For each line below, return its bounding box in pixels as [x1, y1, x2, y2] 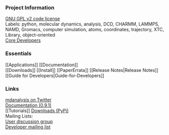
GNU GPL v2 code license [5, 16, 60, 22]
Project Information [5, 4, 55, 11]
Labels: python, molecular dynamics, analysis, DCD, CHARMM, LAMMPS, [5, 21, 160, 27]
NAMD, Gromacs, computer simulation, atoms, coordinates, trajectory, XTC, [5, 26, 164, 33]
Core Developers [5, 37, 41, 43]
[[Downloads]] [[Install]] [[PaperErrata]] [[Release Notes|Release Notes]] [5, 67, 159, 73]
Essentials [5, 50, 32, 57]
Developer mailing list [5, 124, 51, 130]
